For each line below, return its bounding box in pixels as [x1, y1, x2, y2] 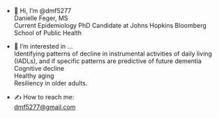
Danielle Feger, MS [13, 14, 68, 22]
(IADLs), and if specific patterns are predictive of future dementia [13, 57, 202, 65]
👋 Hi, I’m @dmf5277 [13, 7, 72, 15]
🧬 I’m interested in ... [13, 42, 73, 50]
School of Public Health [13, 28, 82, 37]
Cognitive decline [13, 65, 65, 72]
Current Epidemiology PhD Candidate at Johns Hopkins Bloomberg [13, 22, 207, 29]
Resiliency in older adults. [13, 79, 88, 87]
